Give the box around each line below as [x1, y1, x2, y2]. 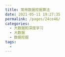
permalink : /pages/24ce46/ [5, 16, 61, 21]
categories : [5, 21, 30, 26]
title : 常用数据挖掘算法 [5, 7, 50, 12]
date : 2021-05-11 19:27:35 [5, 12, 61, 17]
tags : [5, 40, 16, 45]
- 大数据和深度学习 [9, 26, 43, 31]
